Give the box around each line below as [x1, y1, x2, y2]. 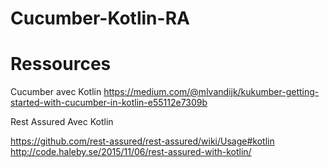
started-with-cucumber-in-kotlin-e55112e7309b [10, 97, 208, 109]
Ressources [10, 53, 112, 76]
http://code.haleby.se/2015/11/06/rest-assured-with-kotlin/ [10, 146, 252, 158]
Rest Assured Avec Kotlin [10, 116, 114, 128]
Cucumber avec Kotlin [10, 86, 102, 98]
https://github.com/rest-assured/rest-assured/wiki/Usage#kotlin [10, 135, 275, 147]
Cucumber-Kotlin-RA [10, 7, 190, 30]
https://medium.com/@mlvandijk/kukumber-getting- [103, 86, 320, 98]
